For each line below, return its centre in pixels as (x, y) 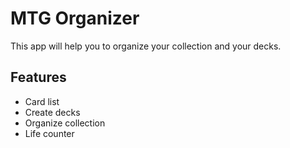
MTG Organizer (75, 18)
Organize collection (65, 123)
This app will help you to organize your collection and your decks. (146, 46)
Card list (42, 101)
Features (38, 77)
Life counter (49, 133)
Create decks (52, 112)
